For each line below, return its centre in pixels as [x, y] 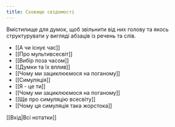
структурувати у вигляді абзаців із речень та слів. [71, 36]
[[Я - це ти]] [30, 86]
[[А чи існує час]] [37, 47]
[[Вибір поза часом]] [42, 60]
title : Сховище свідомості [40, 12]
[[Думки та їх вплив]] [43, 67]
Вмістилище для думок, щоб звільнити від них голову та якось [87, 29]
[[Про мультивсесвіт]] [44, 54]
